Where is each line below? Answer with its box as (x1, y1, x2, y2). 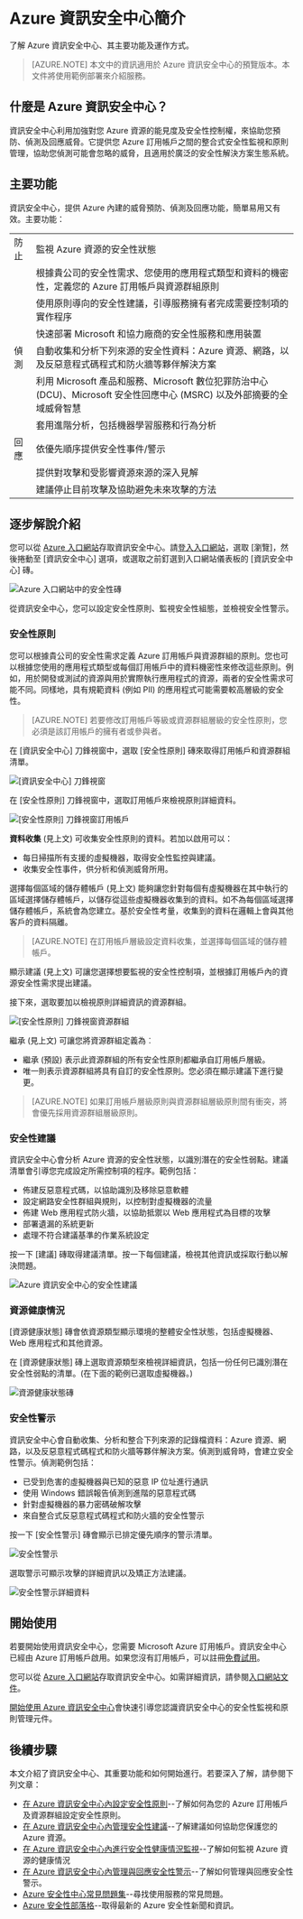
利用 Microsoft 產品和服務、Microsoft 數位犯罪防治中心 (35, 375, 269, 387)
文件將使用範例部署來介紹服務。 (31, 70, 151, 81)
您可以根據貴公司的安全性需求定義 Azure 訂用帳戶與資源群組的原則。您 (9, 650, 273, 661)
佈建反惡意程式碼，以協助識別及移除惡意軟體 (22, 1184, 189, 1195)
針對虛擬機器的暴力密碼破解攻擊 (22, 1498, 142, 1509)
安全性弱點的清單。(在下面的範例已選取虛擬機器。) (9, 1368, 194, 1379)
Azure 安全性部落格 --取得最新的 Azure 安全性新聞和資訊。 (22, 1900, 239, 1911)
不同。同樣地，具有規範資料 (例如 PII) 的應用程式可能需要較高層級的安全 (16, 683, 284, 695)
